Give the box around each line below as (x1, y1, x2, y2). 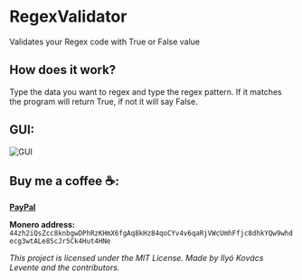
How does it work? (9, 62, 117, 78)
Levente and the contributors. (9, 262, 120, 273)
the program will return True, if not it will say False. (9, 96, 198, 107)
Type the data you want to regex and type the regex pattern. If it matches (9, 86, 282, 97)
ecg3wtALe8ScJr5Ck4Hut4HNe (9, 237, 111, 246)
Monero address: (9, 219, 75, 230)
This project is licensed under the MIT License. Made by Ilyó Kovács (9, 253, 264, 264)
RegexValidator (9, 6, 127, 27)
